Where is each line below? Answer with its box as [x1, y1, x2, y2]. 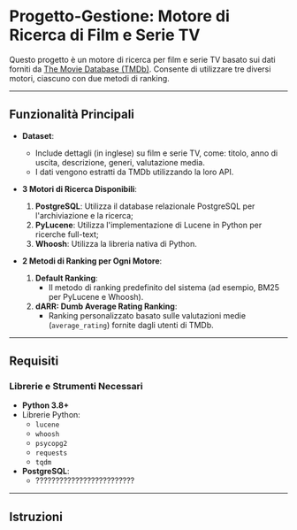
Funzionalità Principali [9, 107, 135, 122]
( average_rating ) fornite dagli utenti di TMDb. [48, 319, 214, 330]
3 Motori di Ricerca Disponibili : [21, 183, 137, 194]
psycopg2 [34, 440, 68, 449]
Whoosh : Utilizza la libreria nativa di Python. [34, 238, 197, 249]
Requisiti [9, 354, 59, 369]
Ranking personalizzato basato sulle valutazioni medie [48, 310, 246, 320]
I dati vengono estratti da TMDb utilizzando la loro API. [34, 166, 234, 177]
